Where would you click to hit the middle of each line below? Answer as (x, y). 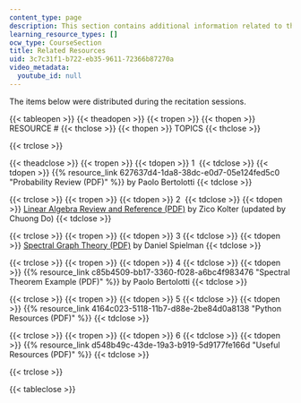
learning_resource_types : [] (64, 34)
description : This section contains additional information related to (146, 26)
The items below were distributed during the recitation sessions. (128, 101)
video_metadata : (39, 68)
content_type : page (46, 17)
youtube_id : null (50, 76)
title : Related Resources (57, 51)
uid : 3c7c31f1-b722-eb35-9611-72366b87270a (92, 59)
